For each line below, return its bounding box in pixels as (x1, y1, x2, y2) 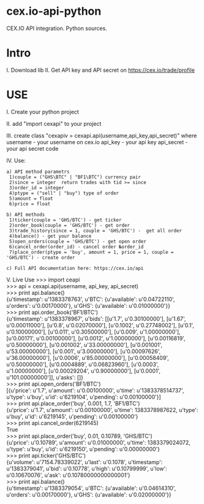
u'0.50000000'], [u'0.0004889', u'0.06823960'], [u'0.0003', (6, 361, 159, 368)
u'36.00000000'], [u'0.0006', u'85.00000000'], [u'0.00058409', (6, 354, 170, 361)
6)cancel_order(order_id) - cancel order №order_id (9, 243, 144, 250)
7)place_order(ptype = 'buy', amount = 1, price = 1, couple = (9, 249, 174, 255)
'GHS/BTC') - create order (6, 254, 75, 261)
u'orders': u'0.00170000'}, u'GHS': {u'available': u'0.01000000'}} (6, 302, 170, 309)
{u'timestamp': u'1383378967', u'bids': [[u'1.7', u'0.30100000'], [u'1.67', (6, 315, 186, 323)
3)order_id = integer (9, 185, 64, 191)
